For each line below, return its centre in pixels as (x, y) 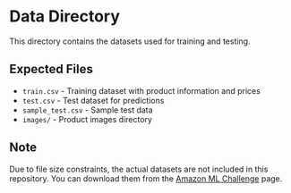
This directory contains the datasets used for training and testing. (130, 41)
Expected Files (51, 69)
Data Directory (65, 17)
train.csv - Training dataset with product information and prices (141, 90)
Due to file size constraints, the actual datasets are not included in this (139, 169)
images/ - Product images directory (87, 119)
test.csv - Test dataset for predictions (93, 100)
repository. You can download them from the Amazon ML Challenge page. (146, 178)
